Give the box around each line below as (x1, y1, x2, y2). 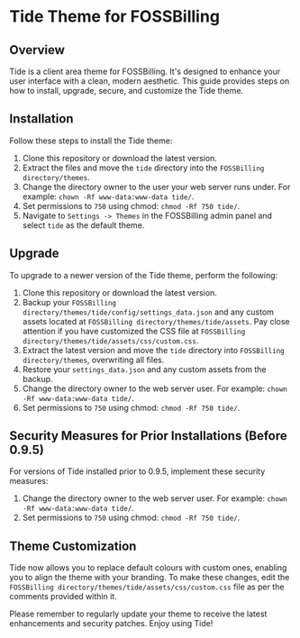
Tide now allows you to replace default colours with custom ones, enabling (9, 562, 287, 573)
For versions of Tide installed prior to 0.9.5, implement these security (9, 466, 266, 477)
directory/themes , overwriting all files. (22, 354, 165, 365)
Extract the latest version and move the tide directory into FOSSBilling (22, 344, 286, 355)
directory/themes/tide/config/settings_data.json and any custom (22, 306, 275, 317)
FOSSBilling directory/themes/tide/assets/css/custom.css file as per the (9, 581, 285, 592)
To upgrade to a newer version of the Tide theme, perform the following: (9, 269, 278, 280)
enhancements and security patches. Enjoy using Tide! (9, 618, 214, 629)
